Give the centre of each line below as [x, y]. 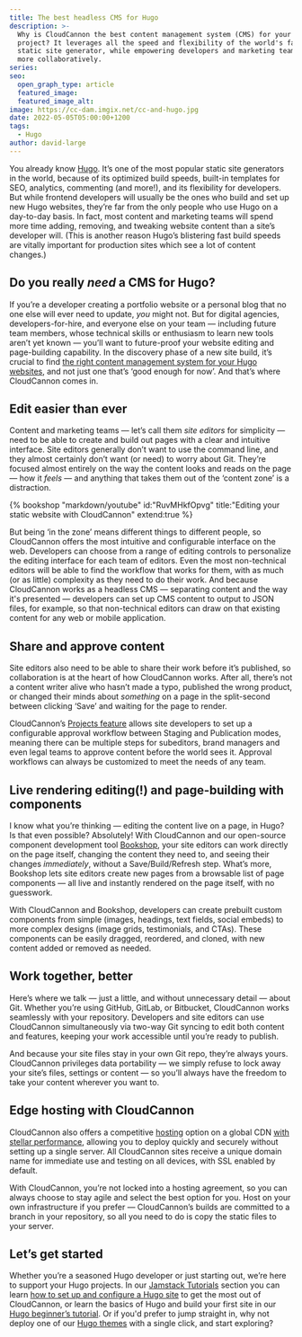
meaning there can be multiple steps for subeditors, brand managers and [145, 743]
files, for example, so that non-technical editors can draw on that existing [145, 608]
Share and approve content [87, 646]
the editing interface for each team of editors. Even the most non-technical [148, 561]
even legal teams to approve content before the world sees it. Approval [141, 752]
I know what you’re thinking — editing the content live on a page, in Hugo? [147, 826]
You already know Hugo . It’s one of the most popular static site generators [147, 168]
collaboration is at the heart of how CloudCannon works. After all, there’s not [151, 677]
